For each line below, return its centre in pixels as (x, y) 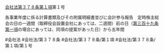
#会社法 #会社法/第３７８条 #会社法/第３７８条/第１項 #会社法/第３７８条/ (80, 40)
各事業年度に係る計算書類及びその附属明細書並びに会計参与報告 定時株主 (80, 17)
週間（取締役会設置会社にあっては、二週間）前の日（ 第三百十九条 (92, 23)
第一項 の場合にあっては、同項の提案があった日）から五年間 (65, 29)
